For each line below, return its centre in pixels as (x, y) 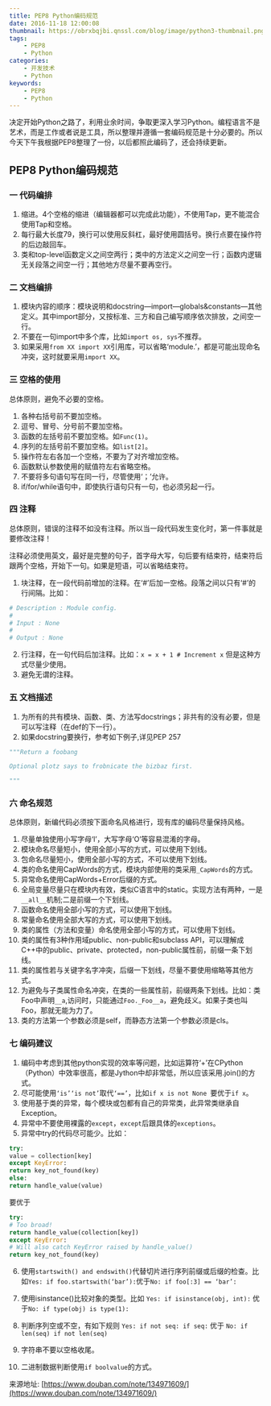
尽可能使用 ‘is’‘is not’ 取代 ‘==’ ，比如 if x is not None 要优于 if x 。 (137, 1093)
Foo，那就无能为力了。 (59, 1010)
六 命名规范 (31, 803)
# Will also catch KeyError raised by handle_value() (101, 1247)
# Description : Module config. (63, 608)
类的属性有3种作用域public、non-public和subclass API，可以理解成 (132, 940)
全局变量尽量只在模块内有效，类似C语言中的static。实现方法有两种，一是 (142, 890)
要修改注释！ (30, 538)
